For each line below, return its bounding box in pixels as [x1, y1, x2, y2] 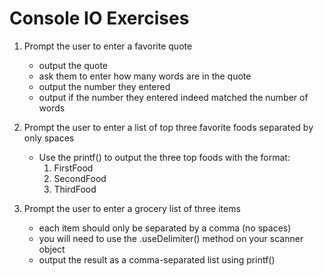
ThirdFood [53, 183, 97, 195]
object [38, 243, 66, 255]
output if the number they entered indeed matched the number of [38, 91, 309, 103]
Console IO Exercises [9, 7, 190, 30]
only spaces [23, 132, 75, 144]
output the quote [38, 59, 109, 71]
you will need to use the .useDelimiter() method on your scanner [38, 232, 304, 244]
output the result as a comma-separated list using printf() [38, 253, 276, 266]
